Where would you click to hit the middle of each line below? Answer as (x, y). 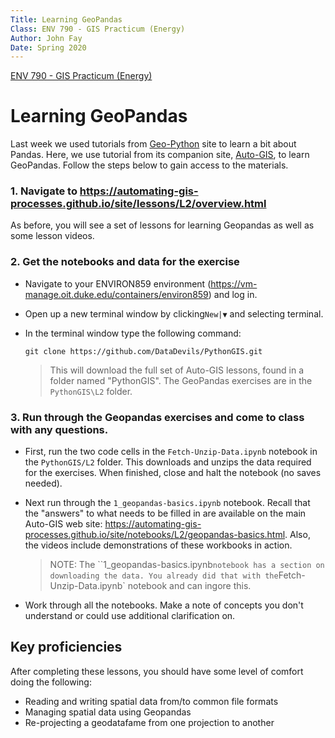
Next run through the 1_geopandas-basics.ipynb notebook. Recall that (167, 503)
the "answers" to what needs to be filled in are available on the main (165, 513)
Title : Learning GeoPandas (66, 19)
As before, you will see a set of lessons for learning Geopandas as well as (162, 225)
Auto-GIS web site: (63, 524)
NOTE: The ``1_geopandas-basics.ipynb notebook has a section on (187, 565)
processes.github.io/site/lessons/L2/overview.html (138, 204)
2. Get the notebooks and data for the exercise (125, 262)
